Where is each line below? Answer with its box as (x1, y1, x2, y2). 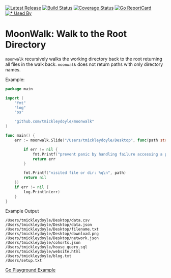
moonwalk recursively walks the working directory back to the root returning (5, 56, 163, 62)
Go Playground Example (5, 267, 56, 273)
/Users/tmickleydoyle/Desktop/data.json (5, 222, 93, 228)
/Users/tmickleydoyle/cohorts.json (5, 240, 81, 245)
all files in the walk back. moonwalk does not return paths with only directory (5, 61, 163, 67)
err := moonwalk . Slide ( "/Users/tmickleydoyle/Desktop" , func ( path (14, 138, 158, 143)
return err (32, 156, 56, 162)
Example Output (5, 208, 39, 214)
